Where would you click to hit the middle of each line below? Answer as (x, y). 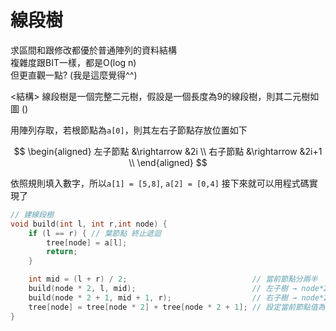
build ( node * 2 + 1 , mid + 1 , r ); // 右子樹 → (163, 297)
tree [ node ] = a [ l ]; (87, 242)
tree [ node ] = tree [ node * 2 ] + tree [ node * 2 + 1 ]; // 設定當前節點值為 (177, 307)
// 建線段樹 (32, 214)
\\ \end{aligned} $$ (168, 162)
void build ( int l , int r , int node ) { (89, 224)
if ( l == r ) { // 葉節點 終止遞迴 (95, 233)
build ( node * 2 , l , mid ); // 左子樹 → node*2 (178, 289)
